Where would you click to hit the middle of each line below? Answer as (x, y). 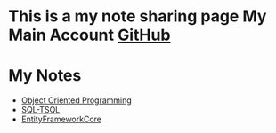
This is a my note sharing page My (138, 16)
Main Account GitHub (89, 35)
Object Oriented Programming (77, 100)
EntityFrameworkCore (61, 119)
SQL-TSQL (41, 110)
